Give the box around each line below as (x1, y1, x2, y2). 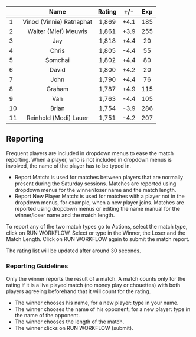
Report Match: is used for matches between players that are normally (14, 174, 184, 181)
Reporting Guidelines (6, 262, 68, 270)
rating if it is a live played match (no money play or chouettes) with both (6, 281, 181, 289)
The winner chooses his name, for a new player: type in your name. (14, 299, 179, 307)
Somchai (45, 56, 70, 64)
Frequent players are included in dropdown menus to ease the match (6, 149, 174, 156)
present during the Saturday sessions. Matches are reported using (14, 180, 177, 187)
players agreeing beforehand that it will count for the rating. (6, 288, 151, 295)
